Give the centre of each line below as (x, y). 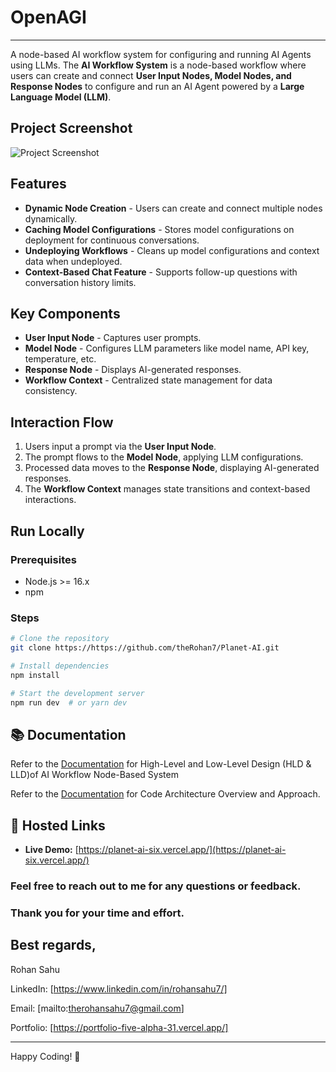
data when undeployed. (73, 261)
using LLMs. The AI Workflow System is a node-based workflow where (158, 65)
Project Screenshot (71, 128)
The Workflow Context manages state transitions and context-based (167, 489)
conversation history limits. (80, 282)
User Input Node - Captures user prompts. (113, 338)
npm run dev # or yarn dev (69, 702)
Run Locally (47, 531)
